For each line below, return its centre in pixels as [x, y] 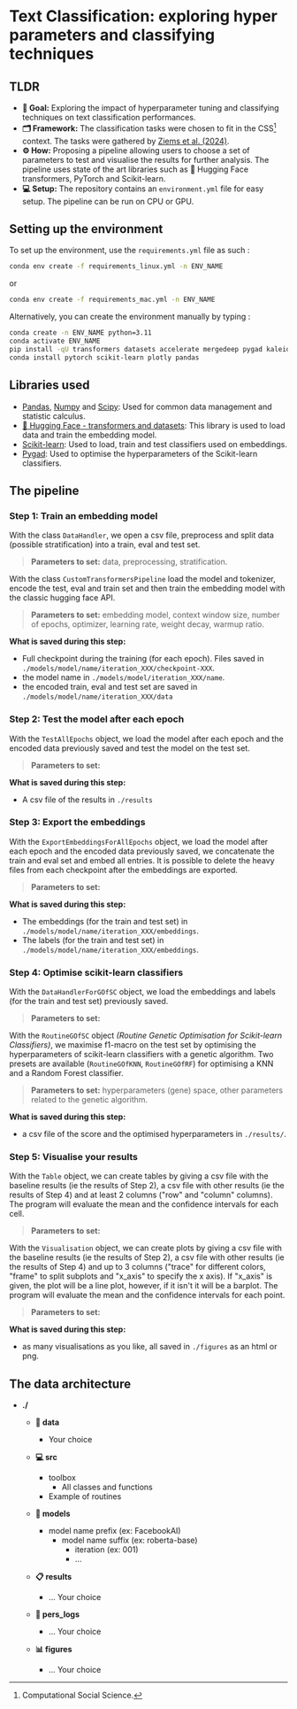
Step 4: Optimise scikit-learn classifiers [96, 972]
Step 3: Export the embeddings [77, 823]
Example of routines [85, 1496]
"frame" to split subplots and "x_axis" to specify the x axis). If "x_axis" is [141, 1276]
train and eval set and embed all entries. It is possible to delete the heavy [142, 860]
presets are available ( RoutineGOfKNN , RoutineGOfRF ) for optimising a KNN [141, 1063]
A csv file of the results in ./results [87, 800]
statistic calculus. [53, 416]
